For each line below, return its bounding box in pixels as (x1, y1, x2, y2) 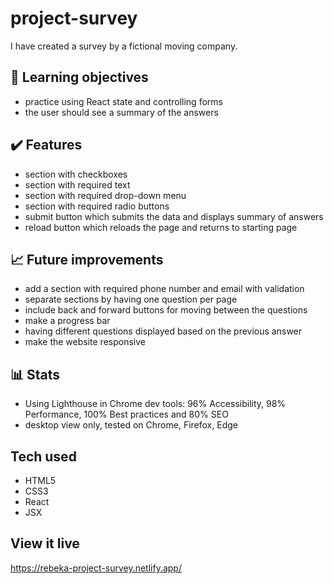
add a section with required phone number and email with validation (24, 283, 305, 295)
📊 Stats (10, 366, 61, 383)
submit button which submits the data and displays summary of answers (24, 210, 324, 222)
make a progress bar (24, 315, 111, 327)
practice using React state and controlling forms (24, 95, 223, 107)
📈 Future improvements (10, 251, 164, 268)
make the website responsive (24, 336, 146, 348)
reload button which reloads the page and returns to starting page (24, 221, 298, 233)
